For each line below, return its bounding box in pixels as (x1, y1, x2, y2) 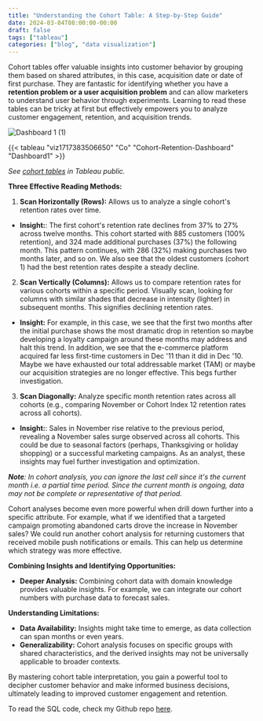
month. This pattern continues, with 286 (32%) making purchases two (19, 245, 247, 256)
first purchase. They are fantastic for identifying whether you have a (8, 79, 229, 89)
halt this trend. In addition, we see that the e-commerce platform (19, 343, 229, 352)
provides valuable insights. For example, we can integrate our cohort (19, 585, 242, 594)
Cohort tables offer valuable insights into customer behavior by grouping (8, 62, 243, 72)
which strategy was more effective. (8, 546, 122, 555)
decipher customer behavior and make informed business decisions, (8, 681, 230, 690)
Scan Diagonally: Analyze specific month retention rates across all (19, 392, 236, 401)
